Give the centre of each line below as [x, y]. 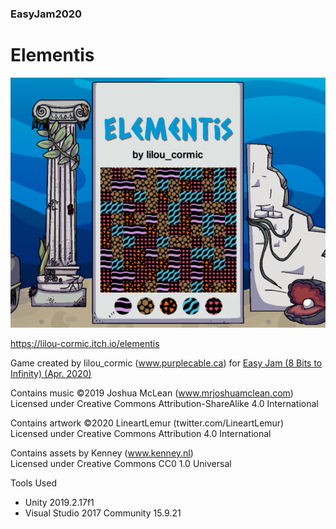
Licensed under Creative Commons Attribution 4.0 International [141, 433]
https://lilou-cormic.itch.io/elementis [85, 343]
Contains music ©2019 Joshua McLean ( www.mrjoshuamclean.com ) [152, 393]
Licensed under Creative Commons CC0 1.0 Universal [121, 463]
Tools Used [33, 483]
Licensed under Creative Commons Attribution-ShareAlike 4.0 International [164, 403]
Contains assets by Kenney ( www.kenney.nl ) [102, 453]
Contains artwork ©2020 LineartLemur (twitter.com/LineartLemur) [147, 423]
